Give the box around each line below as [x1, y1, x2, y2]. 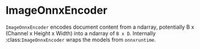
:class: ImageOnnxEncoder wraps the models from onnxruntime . [5, 36, 156, 43]
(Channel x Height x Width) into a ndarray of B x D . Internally [5, 29, 156, 36]
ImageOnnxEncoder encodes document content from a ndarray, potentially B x [5, 23, 195, 30]
